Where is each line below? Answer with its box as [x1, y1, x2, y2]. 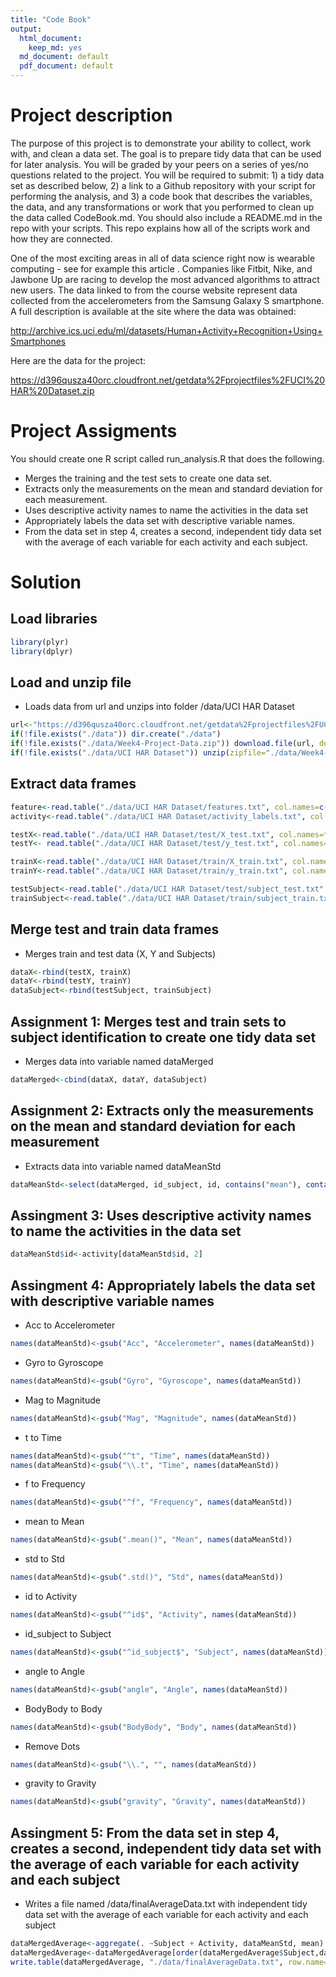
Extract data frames [10, 776, 137, 793]
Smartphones [10, 335, 67, 347]
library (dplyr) [10, 646, 74, 656]
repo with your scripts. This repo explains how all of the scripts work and [10, 222, 311, 234]
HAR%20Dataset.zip [10, 384, 95, 396]
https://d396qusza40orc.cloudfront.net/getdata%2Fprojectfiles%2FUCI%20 [10, 374, 326, 386]
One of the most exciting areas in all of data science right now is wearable [10, 252, 316, 264]
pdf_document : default [19, 61, 114, 71]
